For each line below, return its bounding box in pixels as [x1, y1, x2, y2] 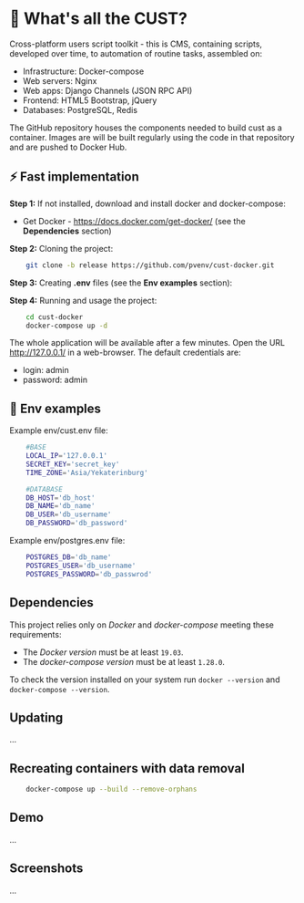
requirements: [9, 628, 62, 639]
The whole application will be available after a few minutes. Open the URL [9, 337, 286, 348]
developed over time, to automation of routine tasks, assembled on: [9, 47, 263, 58]
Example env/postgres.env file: [9, 535, 126, 546]
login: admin [22, 365, 70, 376]
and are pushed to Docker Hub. [9, 141, 127, 152]
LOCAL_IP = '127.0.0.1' [25, 451, 107, 461]
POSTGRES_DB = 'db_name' [25, 553, 112, 562]
